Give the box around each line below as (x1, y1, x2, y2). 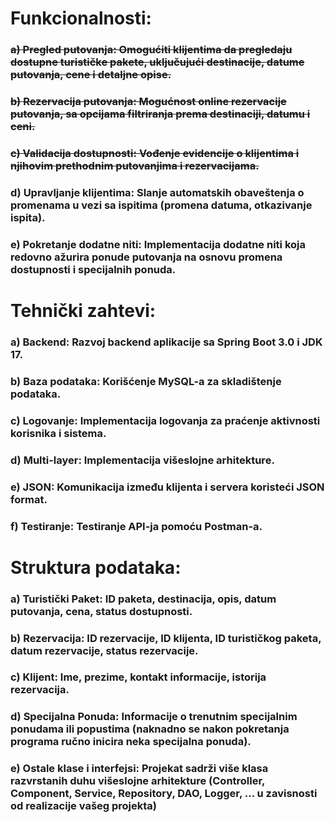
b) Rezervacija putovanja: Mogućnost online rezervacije (10, 95, 287, 109)
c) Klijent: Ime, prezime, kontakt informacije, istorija (10, 670, 267, 684)
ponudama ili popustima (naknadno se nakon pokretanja (10, 722, 290, 736)
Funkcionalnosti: (10, 7, 152, 30)
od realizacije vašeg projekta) (10, 799, 158, 813)
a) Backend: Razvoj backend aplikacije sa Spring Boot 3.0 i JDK (10, 335, 323, 349)
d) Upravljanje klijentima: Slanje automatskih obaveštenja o (10, 185, 305, 199)
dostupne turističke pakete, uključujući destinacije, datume (10, 55, 305, 69)
